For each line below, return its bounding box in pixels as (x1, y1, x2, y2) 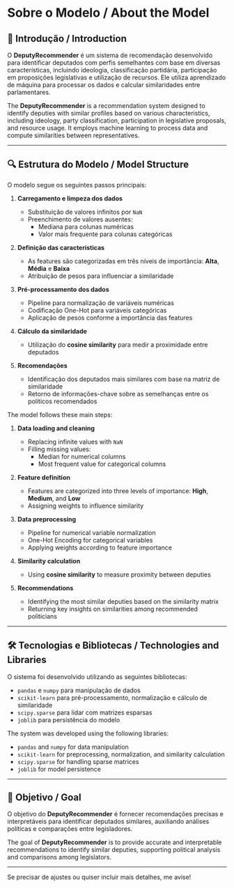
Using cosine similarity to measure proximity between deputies (27, 570, 211, 579)
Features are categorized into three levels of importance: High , (27, 486, 209, 495)
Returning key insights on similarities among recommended (27, 605, 198, 613)
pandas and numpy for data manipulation (17, 742, 129, 751)
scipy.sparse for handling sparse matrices (17, 757, 139, 765)
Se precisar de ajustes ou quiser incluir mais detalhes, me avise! (7, 873, 192, 882)
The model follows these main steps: (7, 410, 113, 419)
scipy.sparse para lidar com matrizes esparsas (17, 708, 153, 717)
